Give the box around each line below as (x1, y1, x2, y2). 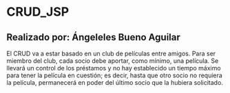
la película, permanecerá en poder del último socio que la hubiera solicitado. (6, 79, 223, 86)
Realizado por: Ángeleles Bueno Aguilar (6, 31, 180, 43)
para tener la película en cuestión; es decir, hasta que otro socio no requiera (6, 71, 223, 79)
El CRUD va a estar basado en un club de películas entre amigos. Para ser (6, 49, 216, 57)
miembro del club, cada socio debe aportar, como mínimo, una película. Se (6, 57, 219, 65)
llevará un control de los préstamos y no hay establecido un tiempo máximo (6, 64, 221, 72)
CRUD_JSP (6, 4, 70, 20)
